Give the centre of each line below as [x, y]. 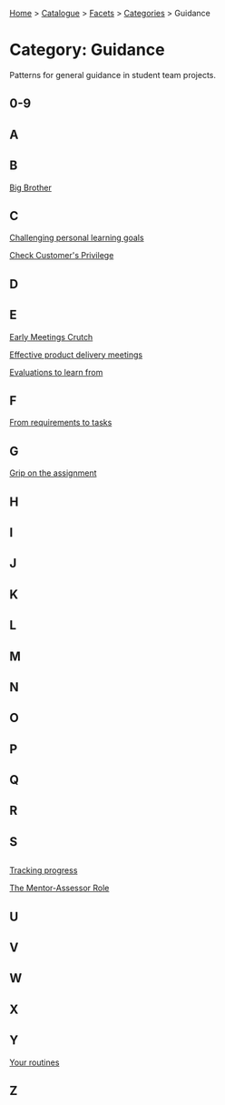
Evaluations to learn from [56, 372]
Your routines [34, 1062]
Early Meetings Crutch [51, 337]
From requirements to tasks [61, 423]
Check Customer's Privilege [62, 256]
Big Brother [30, 187]
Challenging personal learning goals [77, 238]
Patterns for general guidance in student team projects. [112, 75]
